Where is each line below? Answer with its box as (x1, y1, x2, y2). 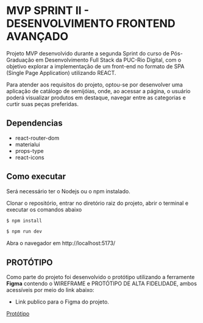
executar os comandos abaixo (6, 205, 82, 213)
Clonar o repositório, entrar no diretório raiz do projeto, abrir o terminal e (6, 199, 189, 207)
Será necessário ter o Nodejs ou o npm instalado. (6, 187, 130, 195)
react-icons (15, 154, 45, 161)
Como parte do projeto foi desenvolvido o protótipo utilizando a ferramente (6, 274, 195, 281)
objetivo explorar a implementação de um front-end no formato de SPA (6, 62, 185, 70)
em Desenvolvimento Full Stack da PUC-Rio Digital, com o (35, 56, 182, 63)
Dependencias (6, 118, 63, 129)
